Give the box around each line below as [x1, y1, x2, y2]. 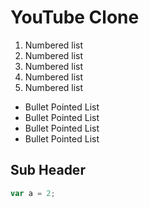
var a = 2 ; [10, 188, 56, 198]
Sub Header [10, 162, 86, 179]
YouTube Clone [10, 6, 140, 29]
